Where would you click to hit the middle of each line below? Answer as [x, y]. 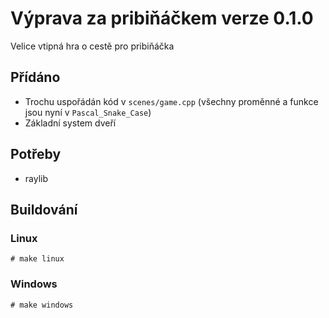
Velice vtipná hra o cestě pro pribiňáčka [92, 46]
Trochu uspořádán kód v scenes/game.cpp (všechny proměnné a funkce [171, 101]
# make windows [42, 305]
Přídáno [35, 77]
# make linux [37, 259]
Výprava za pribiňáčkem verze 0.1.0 [162, 18]
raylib [36, 178]
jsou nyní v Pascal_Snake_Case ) [88, 112]
